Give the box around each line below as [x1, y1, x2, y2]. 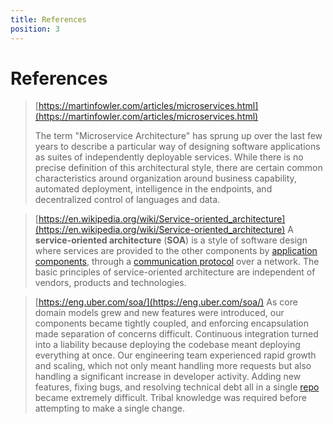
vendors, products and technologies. [34, 277, 187, 289]
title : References [10, 14, 87, 25]
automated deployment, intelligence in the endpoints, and [34, 183, 273, 195]
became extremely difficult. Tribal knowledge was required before [34, 392, 307, 404]
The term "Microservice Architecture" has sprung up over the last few [34, 130, 323, 142]
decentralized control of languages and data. [34, 194, 221, 206]
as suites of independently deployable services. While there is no [34, 151, 304, 163]
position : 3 [10, 24, 60, 34]
